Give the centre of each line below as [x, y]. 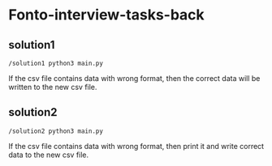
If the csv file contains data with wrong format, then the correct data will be [134, 78]
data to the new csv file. [49, 155]
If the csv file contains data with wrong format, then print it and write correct [136, 146]
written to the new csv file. [53, 87]
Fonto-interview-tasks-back [106, 15]
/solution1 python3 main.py [56, 63]
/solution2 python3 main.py [56, 131]
